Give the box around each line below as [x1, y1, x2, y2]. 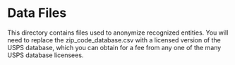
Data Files [7, 5, 67, 21]
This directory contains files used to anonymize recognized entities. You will [7, 28, 229, 37]
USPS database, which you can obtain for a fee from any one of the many [7, 43, 222, 52]
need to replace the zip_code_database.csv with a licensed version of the [7, 35, 221, 44]
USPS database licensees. [7, 51, 84, 59]
